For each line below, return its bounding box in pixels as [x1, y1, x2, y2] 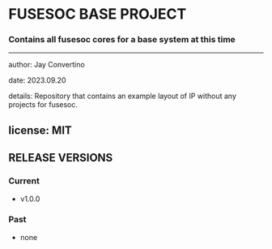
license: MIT [8, 123, 73, 137]
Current [8, 175, 40, 187]
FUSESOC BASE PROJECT [8, 5, 187, 24]
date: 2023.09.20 [8, 75, 66, 85]
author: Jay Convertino [8, 60, 85, 70]
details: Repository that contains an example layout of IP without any [8, 91, 237, 101]
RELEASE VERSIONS [8, 151, 113, 165]
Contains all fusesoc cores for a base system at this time [8, 34, 236, 45]
